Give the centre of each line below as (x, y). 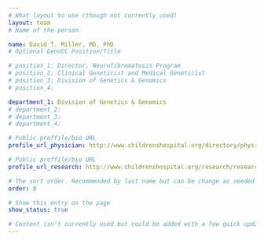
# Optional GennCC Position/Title (65, 52)
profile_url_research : (45, 167)
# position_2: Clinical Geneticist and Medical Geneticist (107, 73)
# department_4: (35, 124)
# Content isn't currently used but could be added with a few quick (125, 224)
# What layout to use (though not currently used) (93, 15)
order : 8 (22, 188)
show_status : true (38, 210)
